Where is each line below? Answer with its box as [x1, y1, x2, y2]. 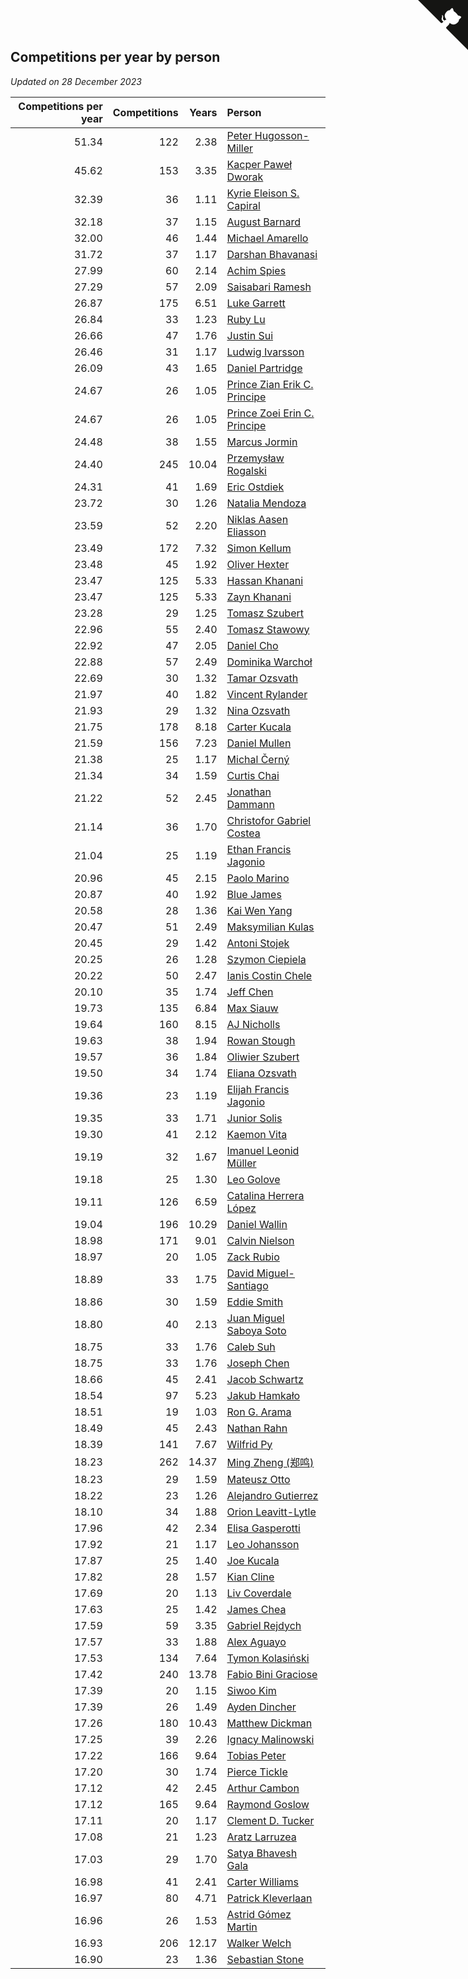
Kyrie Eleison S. [226, 186, 300, 200]
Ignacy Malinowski [226, 1732, 315, 1746]
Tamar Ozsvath [226, 671, 299, 685]
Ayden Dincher [226, 1700, 297, 1714]
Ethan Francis [226, 842, 292, 856]
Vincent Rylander [226, 687, 308, 701]
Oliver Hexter [226, 557, 290, 571]
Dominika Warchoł [226, 655, 313, 669]
